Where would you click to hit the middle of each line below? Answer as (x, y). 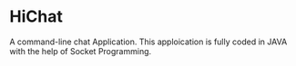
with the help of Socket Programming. (81, 51)
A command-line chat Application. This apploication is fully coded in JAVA (148, 42)
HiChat (36, 17)
